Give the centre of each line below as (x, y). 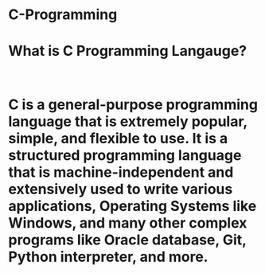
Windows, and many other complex (128, 222)
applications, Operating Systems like (132, 206)
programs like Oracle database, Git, (127, 240)
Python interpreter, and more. (108, 257)
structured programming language (125, 155)
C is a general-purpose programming (133, 104)
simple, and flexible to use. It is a (118, 138)
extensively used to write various (121, 189)
